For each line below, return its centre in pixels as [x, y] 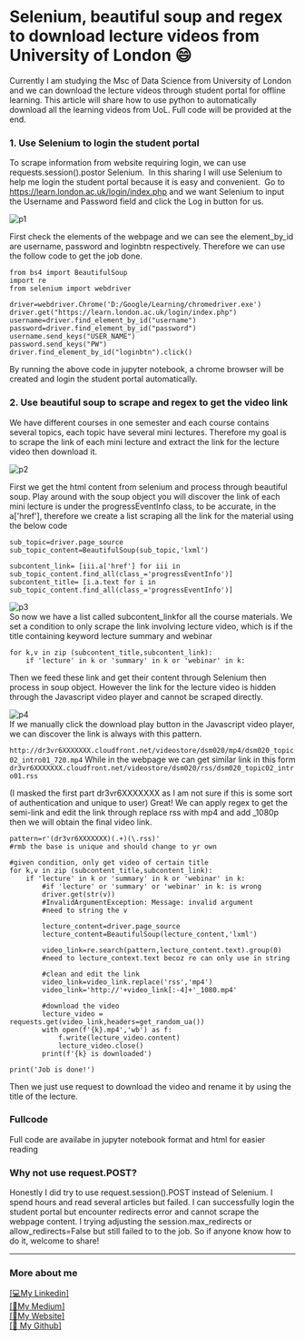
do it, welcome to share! [54, 1241]
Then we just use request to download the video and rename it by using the [151, 1086]
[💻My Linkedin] [39, 1294]
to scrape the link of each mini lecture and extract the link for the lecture [144, 442]
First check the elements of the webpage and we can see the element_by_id [152, 237]
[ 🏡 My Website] [37, 1316]
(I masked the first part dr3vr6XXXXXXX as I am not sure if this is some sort [151, 793]
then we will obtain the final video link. [81, 822]
